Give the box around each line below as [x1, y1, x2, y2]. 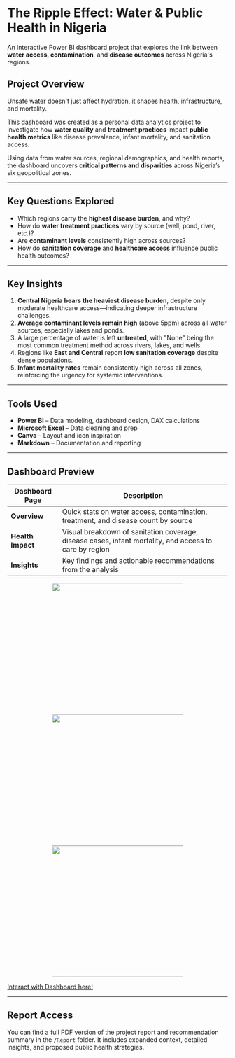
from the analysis [62, 565, 119, 574]
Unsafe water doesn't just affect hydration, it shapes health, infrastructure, [7, 97, 222, 105]
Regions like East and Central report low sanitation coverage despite [17, 349, 219, 357]
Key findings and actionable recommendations [62, 556, 215, 565]
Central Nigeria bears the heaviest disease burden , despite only [17, 296, 206, 305]
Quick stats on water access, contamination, [62, 507, 208, 516]
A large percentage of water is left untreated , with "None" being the [17, 334, 215, 342]
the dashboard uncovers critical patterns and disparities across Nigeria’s [7, 161, 220, 169]
